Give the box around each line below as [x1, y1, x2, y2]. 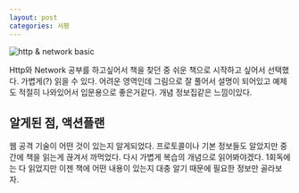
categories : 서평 [9, 21, 70, 30]
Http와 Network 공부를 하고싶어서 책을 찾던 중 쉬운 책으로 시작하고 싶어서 [9, 64, 266, 75]
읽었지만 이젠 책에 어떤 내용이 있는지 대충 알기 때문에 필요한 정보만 [28, 163, 259, 174]
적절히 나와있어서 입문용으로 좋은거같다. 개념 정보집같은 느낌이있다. [18, 87, 253, 97]
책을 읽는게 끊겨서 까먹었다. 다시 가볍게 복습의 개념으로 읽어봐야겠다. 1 [25, 152, 270, 163]
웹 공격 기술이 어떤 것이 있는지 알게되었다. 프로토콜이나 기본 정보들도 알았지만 [9, 140, 278, 152]
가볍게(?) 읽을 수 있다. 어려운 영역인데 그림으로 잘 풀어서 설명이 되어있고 [21, 75, 271, 86]
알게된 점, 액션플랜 [9, 115, 105, 130]
